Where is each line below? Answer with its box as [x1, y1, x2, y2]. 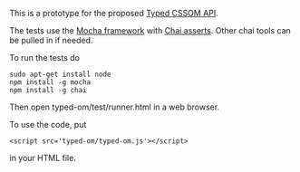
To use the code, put [9, 119, 87, 129]
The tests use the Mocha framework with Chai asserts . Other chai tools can [9, 25, 292, 35]
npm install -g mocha [9, 78, 92, 87]
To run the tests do [9, 53, 80, 62]
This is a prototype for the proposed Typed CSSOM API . [9, 8, 219, 18]
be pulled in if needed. [9, 35, 93, 45]
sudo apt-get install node [9, 70, 111, 79]
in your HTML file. [9, 153, 77, 163]
